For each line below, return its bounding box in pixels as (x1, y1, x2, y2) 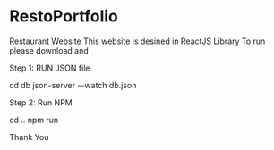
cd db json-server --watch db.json (9, 79, 137, 90)
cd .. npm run (9, 114, 59, 125)
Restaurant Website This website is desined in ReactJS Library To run (9, 36, 266, 46)
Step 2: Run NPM (9, 96, 73, 108)
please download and (9, 45, 90, 55)
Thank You (9, 131, 49, 142)
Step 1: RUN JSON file (9, 62, 90, 73)
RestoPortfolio (9, 6, 119, 27)
